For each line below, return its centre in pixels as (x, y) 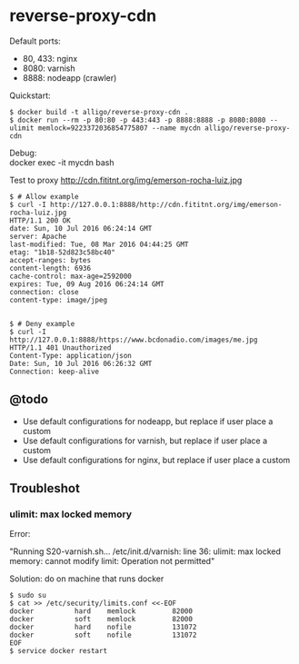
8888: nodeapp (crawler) (70, 77)
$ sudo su (28, 596)
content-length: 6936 (50, 268)
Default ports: (35, 41)
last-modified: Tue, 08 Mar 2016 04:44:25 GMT (99, 244)
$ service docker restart (58, 651)
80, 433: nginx (50, 58)
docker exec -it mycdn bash (62, 162)
